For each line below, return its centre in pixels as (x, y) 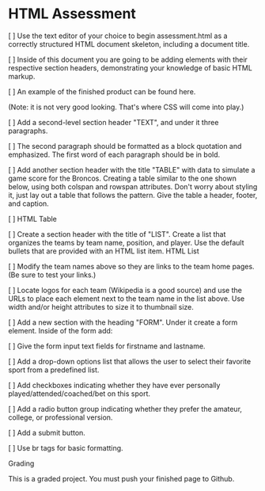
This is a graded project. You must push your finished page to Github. (121, 478)
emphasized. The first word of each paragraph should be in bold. (114, 154)
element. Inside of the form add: (61, 330)
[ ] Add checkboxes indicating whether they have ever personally (114, 385)
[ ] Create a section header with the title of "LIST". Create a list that (117, 234)
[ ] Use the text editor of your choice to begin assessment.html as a (118, 36)
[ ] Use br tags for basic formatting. (66, 447)
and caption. (28, 204)
